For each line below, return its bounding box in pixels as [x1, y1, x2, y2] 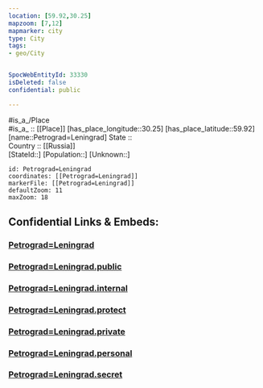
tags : [8, 42, 27, 50]
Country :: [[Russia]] [8, 140, 76, 150]
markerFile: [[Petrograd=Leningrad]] [8, 179, 135, 187]
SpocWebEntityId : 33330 [8, 71, 88, 79]
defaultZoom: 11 [8, 186, 63, 194]
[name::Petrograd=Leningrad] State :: [8, 132, 133, 142]
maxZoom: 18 [8, 193, 48, 202]
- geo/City [8, 49, 45, 57]
